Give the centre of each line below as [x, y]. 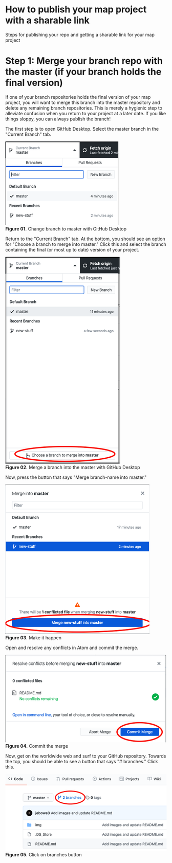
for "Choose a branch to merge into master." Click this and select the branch [86, 244]
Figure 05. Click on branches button [44, 855]
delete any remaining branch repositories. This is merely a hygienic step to [84, 108]
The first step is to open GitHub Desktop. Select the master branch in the [82, 129]
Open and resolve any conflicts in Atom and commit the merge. [72, 648]
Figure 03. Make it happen [33, 637]
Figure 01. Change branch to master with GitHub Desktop [66, 229]
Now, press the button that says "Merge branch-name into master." [76, 477]
